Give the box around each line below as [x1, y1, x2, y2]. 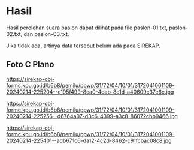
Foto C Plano [6, 59, 54, 70]
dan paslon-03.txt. [23, 30, 69, 37]
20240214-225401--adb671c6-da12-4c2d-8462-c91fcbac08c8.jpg [6, 137, 172, 144]
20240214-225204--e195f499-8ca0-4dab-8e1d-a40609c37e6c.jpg [6, 88, 174, 95]
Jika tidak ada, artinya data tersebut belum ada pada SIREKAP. [6, 42, 160, 49]
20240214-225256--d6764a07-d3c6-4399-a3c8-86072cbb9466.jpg [6, 112, 178, 119]
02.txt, [6, 30, 23, 37]
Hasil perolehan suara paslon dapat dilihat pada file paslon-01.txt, [6, 24, 168, 31]
